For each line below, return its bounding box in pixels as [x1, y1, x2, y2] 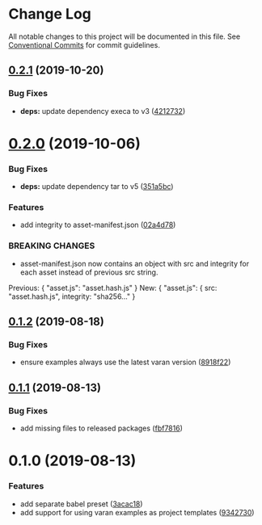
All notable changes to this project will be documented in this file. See [8, 31, 241, 41]
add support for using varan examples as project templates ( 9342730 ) [19, 507, 255, 517]
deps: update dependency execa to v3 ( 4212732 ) [19, 106, 186, 115]
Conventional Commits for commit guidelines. [8, 40, 160, 49]
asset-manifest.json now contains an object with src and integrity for [19, 258, 249, 268]
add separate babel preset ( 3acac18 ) [19, 498, 143, 509]
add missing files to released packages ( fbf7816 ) [19, 423, 184, 433]
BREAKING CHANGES [8, 240, 95, 251]
